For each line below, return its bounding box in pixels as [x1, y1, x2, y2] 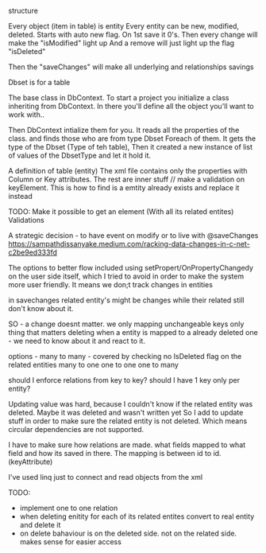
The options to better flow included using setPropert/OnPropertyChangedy [8, 263, 254, 272]
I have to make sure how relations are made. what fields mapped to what [8, 440, 246, 450]
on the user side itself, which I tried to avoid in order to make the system [8, 271, 245, 281]
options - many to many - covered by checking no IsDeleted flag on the [8, 352, 242, 360]
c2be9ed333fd [8, 247, 57, 257]
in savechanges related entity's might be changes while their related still [8, 295, 245, 305]
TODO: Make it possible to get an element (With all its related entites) [8, 207, 234, 216]
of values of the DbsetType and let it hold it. [8, 150, 152, 160]
